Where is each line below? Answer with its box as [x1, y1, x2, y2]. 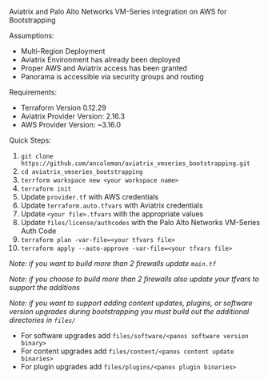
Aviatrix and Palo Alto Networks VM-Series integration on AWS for [9, 7, 227, 16]
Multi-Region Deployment [20, 46, 106, 55]
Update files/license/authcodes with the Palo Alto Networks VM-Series [20, 218, 261, 227]
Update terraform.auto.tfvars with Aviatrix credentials [20, 200, 203, 210]
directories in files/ [9, 316, 76, 325]
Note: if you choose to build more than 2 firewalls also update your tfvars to [9, 274, 259, 284]
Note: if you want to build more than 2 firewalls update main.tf [9, 259, 217, 268]
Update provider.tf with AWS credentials [20, 192, 159, 201]
